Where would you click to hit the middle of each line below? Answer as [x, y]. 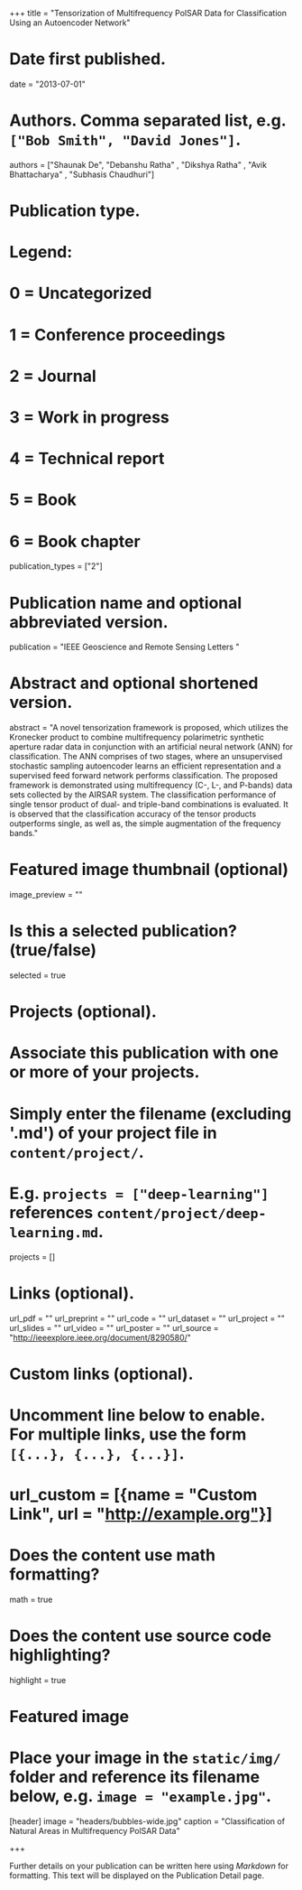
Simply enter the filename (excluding [151, 1113]
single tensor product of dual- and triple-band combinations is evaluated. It [149, 805]
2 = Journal [53, 376]
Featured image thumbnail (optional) [149, 870]
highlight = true [38, 1680]
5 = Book [43, 500]
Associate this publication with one [144, 1053]
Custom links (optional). [101, 1374]
